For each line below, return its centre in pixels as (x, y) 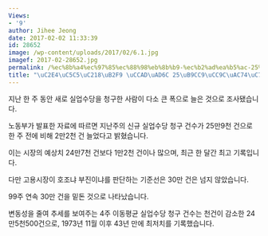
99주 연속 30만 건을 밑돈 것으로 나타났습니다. (79, 196)
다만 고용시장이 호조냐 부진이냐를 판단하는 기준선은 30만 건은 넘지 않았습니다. (128, 179)
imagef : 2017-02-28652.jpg (53, 61)
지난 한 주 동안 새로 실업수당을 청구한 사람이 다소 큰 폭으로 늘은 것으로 (116, 98)
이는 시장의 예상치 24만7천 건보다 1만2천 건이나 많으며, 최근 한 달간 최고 (120, 152)
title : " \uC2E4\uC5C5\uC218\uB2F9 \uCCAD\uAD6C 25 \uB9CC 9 (106, 75)
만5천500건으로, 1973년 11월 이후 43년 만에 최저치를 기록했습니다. (111, 223)
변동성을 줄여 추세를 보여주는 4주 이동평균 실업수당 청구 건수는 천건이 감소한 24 (132, 213)
